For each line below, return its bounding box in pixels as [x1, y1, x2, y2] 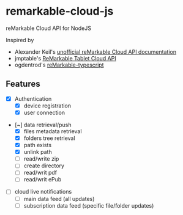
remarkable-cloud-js [6, 4, 114, 18]
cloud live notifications [14, 188, 72, 195]
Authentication [14, 95, 52, 102]
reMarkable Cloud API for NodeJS [6, 24, 91, 32]
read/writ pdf [23, 169, 58, 177]
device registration [23, 102, 72, 109]
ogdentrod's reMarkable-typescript [14, 61, 105, 68]
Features [6, 79, 40, 89]
